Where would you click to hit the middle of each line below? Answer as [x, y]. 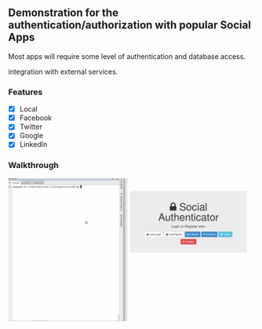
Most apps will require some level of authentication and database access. [127, 56]
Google [31, 136]
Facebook [36, 118]
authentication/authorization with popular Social [129, 26]
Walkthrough [33, 166]
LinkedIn [33, 144]
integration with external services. [63, 71]
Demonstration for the [64, 13]
